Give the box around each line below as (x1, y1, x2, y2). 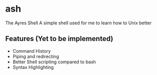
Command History (12, 48, 51, 54)
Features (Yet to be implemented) (5, 34, 113, 43)
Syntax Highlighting (12, 64, 54, 70)
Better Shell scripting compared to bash (12, 59, 97, 65)
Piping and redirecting (12, 53, 59, 59)
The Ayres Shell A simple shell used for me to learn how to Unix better (5, 20, 152, 26)
